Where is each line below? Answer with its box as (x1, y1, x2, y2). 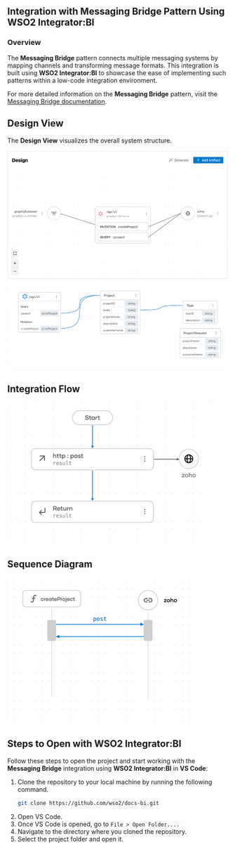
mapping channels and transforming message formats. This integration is (7, 61, 219, 70)
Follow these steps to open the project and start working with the (7, 757, 196, 765)
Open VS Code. (17, 812, 63, 820)
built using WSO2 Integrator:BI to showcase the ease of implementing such (7, 68, 227, 77)
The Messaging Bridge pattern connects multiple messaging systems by (7, 53, 219, 62)
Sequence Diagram (7, 558, 93, 570)
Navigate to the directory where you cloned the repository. (17, 827, 187, 835)
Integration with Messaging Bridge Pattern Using (7, 6, 225, 18)
